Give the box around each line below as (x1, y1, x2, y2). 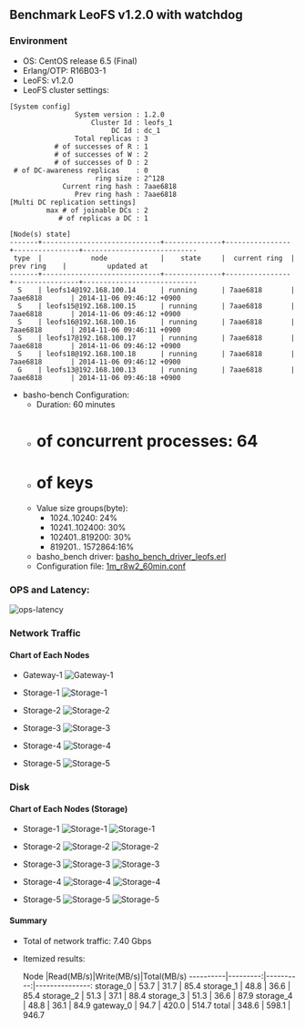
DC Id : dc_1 (110, 126, 161, 135)
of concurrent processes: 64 (36, 430, 259, 451)
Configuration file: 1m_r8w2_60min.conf (36, 560, 187, 571)
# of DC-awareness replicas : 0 (13, 166, 148, 175)
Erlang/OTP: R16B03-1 (22, 65, 107, 76)
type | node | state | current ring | (13, 253, 296, 262)
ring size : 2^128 (95, 173, 166, 183)
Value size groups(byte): (36, 502, 128, 513)
